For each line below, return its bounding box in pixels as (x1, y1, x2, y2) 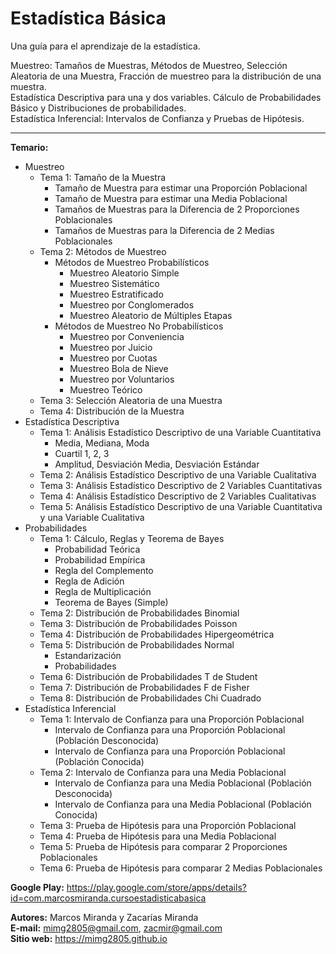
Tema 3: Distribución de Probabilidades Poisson (39, 617, 238, 629)
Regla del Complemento (54, 564, 154, 576)
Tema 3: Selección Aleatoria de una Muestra (39, 394, 223, 406)
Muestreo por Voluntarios (69, 373, 175, 385)
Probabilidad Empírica (54, 553, 146, 566)
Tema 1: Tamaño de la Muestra (39, 171, 167, 183)
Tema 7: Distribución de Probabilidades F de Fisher (39, 681, 250, 693)
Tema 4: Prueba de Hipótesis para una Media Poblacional (39, 830, 277, 842)
